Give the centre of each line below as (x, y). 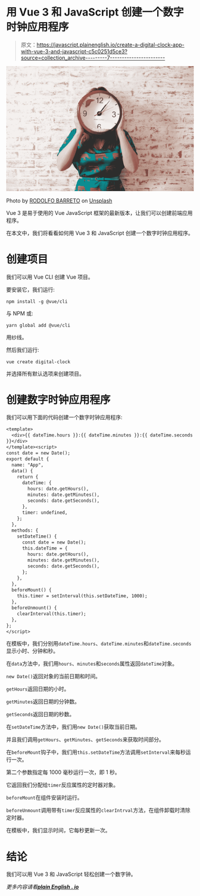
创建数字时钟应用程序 (59, 400)
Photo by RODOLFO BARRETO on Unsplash (59, 201)
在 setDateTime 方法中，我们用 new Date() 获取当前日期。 (74, 727)
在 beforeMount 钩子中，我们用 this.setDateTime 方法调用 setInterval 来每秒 (96, 752)
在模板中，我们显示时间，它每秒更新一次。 (58, 831)
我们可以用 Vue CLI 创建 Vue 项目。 (50, 277)
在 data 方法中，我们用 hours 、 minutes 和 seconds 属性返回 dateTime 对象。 (92, 664)
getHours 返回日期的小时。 (38, 689)
